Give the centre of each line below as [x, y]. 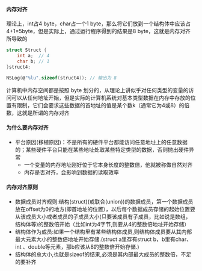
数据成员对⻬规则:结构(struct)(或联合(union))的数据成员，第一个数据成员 [104, 201]
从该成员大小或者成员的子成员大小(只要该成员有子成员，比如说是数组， [103, 216]
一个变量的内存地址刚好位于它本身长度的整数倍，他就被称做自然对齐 [108, 164]
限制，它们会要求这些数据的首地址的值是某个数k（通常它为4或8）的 [100, 105]
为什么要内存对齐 [27, 128]
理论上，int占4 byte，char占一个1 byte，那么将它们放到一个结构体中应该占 [99, 23]
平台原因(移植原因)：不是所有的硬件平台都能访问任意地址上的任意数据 [101, 142]
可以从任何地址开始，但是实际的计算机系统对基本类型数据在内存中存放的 [101, 98]
